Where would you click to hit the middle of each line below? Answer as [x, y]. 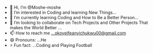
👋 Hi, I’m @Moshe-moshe [35, 7]
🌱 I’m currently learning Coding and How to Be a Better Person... [74, 17]
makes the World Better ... [36, 28]
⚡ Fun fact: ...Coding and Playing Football [51, 45]
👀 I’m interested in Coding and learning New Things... [63, 12]
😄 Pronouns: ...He [28, 40]
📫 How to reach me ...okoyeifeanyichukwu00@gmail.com [68, 33]
